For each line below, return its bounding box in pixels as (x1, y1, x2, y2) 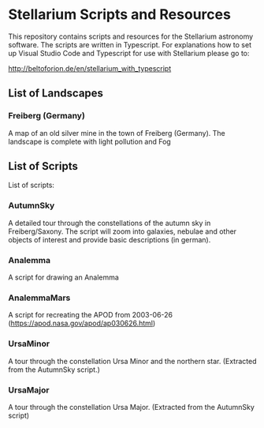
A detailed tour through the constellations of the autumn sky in (8, 218, 211, 227)
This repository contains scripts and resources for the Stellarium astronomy (8, 32, 254, 41)
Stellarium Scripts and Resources (8, 6, 231, 24)
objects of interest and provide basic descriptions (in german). (8, 235, 211, 244)
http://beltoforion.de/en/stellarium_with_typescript (8, 63, 172, 73)
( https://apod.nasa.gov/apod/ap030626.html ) (8, 318, 156, 329)
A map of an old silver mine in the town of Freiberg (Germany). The (8, 128, 226, 137)
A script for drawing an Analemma (8, 272, 120, 282)
